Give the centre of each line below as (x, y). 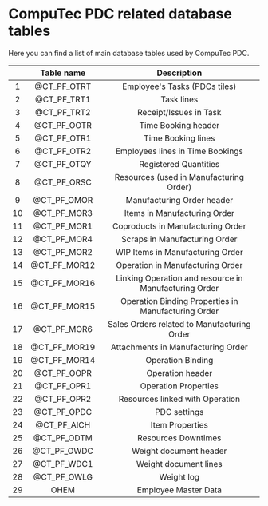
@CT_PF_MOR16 (63, 283)
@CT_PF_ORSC (63, 182)
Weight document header (179, 451)
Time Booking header (179, 125)
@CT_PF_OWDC (63, 451)
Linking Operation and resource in (179, 278)
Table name (63, 73)
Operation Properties (179, 386)
